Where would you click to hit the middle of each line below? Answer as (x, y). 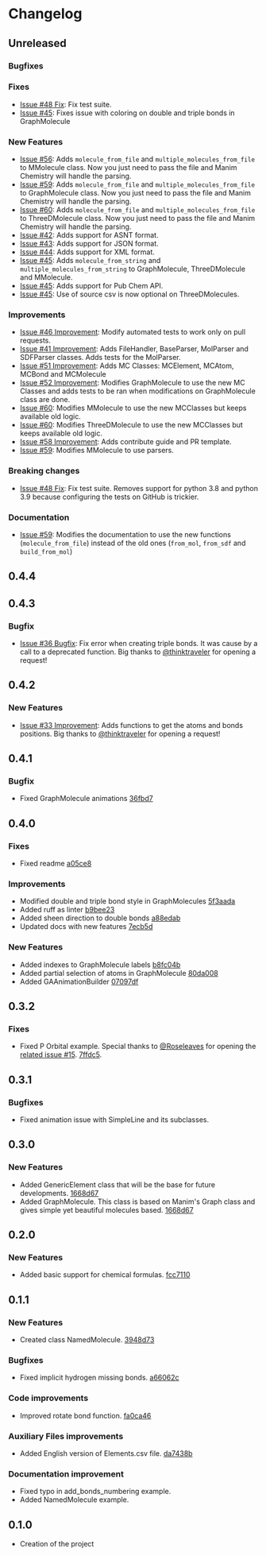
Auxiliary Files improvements (66, 1436)
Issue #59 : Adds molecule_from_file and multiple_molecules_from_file (137, 184)
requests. (35, 341)
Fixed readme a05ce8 (56, 864)
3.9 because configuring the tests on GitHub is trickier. (109, 497)
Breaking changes (44, 471)
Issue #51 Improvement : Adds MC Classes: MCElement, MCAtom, (127, 366)
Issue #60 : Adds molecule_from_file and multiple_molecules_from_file (137, 210)
